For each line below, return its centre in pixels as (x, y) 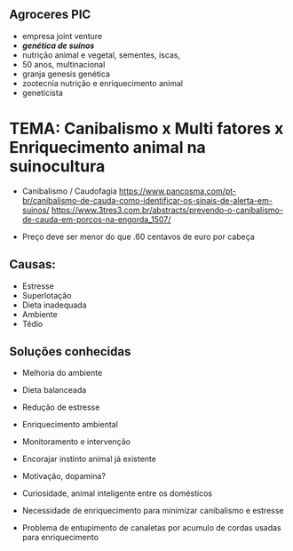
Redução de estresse (61, 407)
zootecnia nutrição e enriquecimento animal (103, 83)
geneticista (43, 92)
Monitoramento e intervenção (76, 442)
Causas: (32, 264)
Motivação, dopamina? (64, 476)
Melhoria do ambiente (62, 373)
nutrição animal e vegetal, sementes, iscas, (101, 55)
